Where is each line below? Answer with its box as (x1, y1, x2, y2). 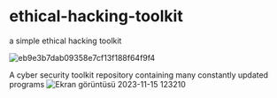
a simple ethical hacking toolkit (9, 35, 122, 46)
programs (9, 79, 45, 89)
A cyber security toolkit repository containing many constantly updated (9, 69, 268, 80)
